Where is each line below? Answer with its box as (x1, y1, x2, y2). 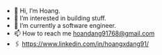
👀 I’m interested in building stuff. (13, 14, 106, 22)
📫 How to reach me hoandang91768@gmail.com (13, 29, 155, 38)
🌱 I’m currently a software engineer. (13, 22, 117, 29)
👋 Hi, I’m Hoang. (13, 7, 60, 15)
